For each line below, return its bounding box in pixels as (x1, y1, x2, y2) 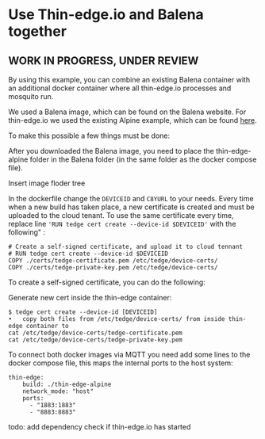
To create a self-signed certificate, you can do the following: (8, 277, 206, 287)
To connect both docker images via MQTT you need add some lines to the (8, 350, 251, 359)
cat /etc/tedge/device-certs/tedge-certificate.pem (8, 329, 182, 337)
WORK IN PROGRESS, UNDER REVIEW (8, 54, 199, 67)
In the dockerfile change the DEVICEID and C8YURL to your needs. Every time (8, 194, 254, 203)
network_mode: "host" (22, 387, 94, 395)
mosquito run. (8, 92, 54, 101)
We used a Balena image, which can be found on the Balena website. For (8, 107, 247, 116)
